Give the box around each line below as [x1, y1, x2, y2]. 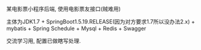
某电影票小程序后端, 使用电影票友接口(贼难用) [6, 5, 121, 12]
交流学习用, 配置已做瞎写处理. [6, 37, 82, 44]
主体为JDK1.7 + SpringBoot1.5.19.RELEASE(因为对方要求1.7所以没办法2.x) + [6, 18, 195, 25]
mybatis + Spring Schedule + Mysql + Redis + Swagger [6, 25, 146, 32]
